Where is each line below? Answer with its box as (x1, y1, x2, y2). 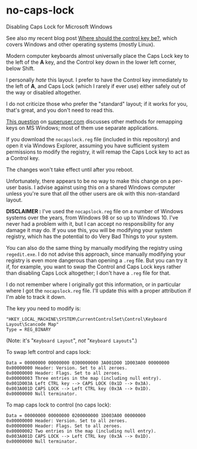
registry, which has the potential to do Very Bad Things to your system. (6, 233, 178, 240)
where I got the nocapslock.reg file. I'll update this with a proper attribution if (6, 287, 191, 294)
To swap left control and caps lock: (6, 348, 91, 355)
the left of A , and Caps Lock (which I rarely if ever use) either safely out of (6, 82, 186, 89)
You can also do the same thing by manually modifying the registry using (6, 244, 183, 251)
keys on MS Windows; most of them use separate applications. (6, 124, 159, 131)
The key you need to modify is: (6, 305, 81, 312)
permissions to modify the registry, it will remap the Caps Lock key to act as (6, 148, 190, 155)
